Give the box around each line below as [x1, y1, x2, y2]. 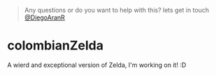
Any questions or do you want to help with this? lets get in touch [24, 6, 210, 14]
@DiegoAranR [24, 13, 65, 22]
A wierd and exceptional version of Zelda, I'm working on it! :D [7, 61, 187, 69]
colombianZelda [7, 38, 103, 54]
